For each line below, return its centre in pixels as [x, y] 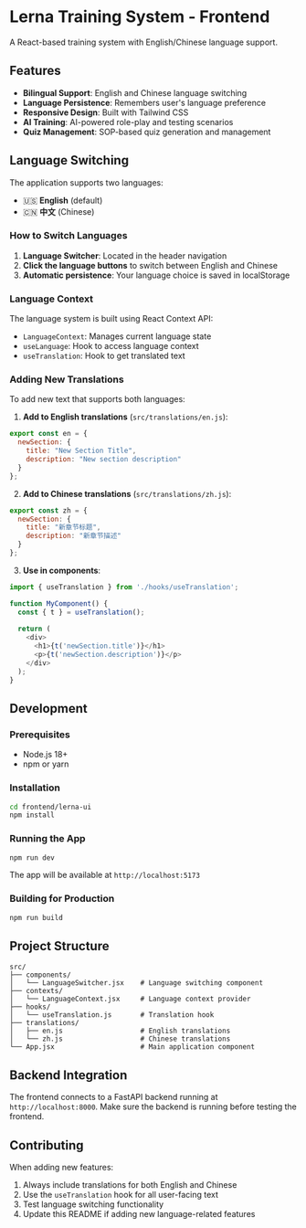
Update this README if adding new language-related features [139, 1214]
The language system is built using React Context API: [111, 319]
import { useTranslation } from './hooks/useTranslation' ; [124, 587]
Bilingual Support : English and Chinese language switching [135, 92]
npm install [32, 815]
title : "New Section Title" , [81, 451]
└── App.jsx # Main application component [132, 1047]
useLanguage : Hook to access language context [111, 346]
